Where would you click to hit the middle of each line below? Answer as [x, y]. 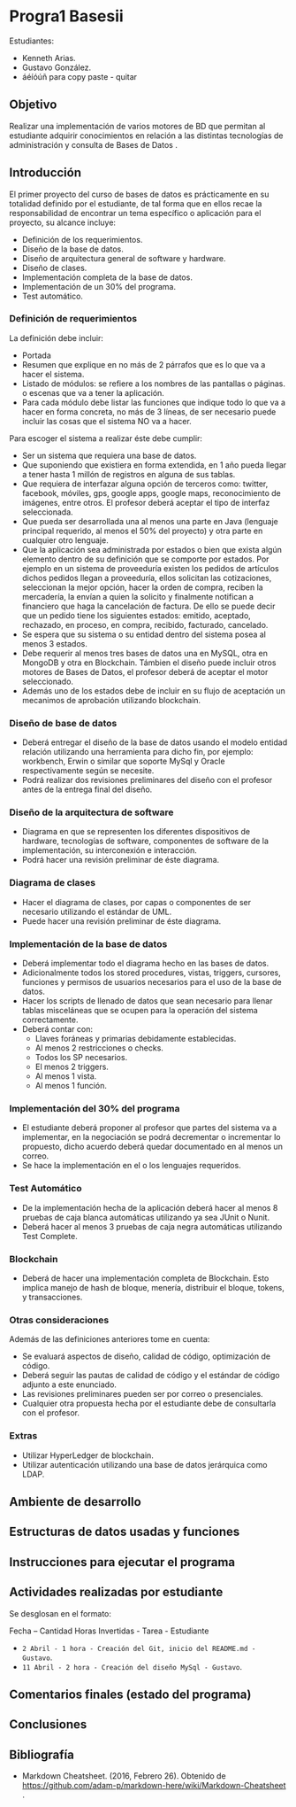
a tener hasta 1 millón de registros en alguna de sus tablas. [129, 474]
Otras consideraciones [59, 1320]
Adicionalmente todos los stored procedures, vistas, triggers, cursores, [151, 973]
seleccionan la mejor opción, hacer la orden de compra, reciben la [142, 587]
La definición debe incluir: [57, 337]
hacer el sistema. [53, 374]
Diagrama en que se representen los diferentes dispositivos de [136, 832]
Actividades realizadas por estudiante [116, 1592]
